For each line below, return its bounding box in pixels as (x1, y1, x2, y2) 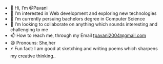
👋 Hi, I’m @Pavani (10, 5, 48, 11)
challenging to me (10, 27, 49, 33)
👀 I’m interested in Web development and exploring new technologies (10, 10, 157, 16)
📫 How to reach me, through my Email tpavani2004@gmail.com (10, 32, 147, 38)
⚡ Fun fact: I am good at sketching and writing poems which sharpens (10, 46, 158, 51)
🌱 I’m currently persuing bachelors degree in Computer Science (10, 16, 145, 22)
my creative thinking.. (10, 53, 56, 59)
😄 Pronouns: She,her (10, 40, 56, 46)
